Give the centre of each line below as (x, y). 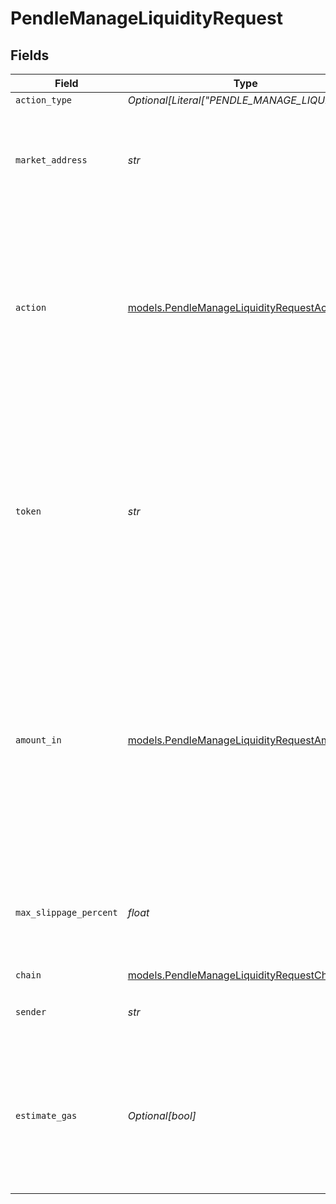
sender (31, 1012)
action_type (44, 100)
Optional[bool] (162, 1115)
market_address (51, 160)
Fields (30, 55)
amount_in (38, 740)
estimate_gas (46, 1115)
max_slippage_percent (66, 912)
